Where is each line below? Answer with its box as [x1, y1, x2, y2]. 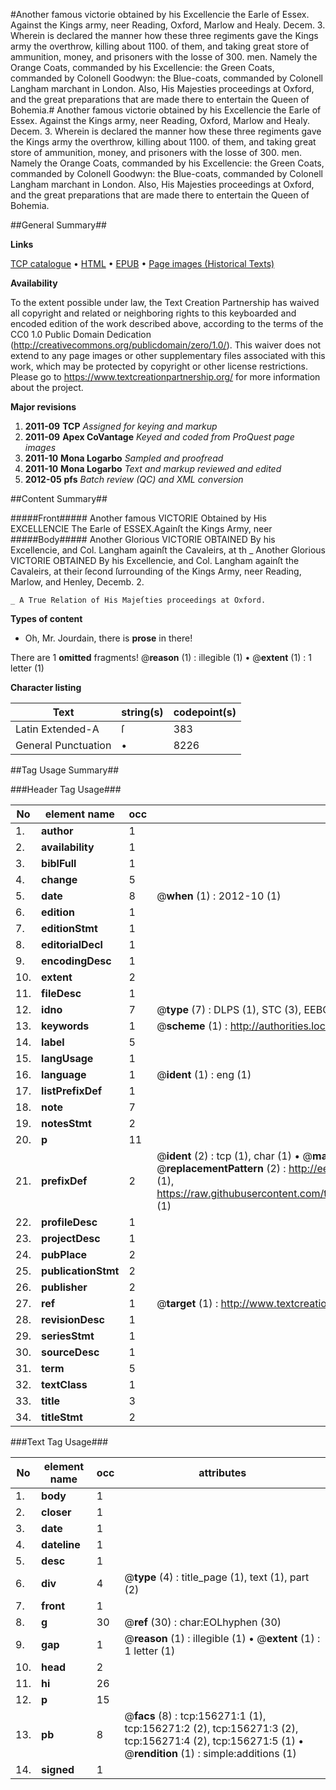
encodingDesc [41, 954, 112, 968]
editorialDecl [41, 938, 103, 951]
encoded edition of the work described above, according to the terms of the [10, 318, 324, 329]
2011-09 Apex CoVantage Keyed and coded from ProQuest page [24, 431, 295, 443]
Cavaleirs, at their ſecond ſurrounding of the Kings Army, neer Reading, [10, 565, 302, 577]
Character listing [10, 682, 82, 693]
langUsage [41, 1052, 94, 1065]
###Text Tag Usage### [10, 1436, 109, 1448]
